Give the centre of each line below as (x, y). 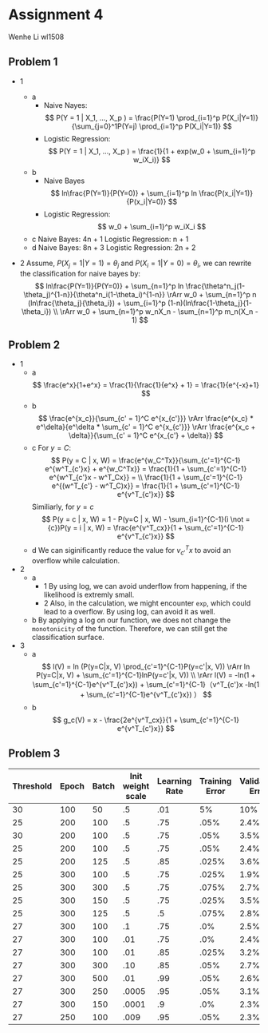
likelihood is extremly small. (89, 594)
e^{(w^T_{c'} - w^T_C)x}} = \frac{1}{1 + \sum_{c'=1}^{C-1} (146, 486)
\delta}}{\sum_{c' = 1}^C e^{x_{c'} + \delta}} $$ (146, 435)
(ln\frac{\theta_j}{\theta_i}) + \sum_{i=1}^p (97, 303)
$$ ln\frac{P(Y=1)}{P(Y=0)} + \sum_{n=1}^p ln (109, 286)
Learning (174, 781)
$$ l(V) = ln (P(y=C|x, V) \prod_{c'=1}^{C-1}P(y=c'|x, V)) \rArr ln (146, 666)
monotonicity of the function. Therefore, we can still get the (130, 628)
